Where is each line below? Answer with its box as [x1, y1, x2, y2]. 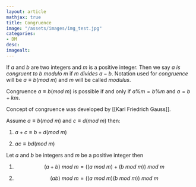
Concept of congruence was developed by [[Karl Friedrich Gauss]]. [6, 105, 171, 113]
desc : [6, 42, 20, 48]
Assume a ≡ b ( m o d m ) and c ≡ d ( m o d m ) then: [6, 117, 121, 124]
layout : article [6, 8, 46, 15]
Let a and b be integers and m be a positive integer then [6, 151, 144, 159]
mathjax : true [6, 14, 42, 20]
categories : [6, 31, 36, 37]
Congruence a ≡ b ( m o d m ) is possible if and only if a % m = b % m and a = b [6, 87, 191, 95]
